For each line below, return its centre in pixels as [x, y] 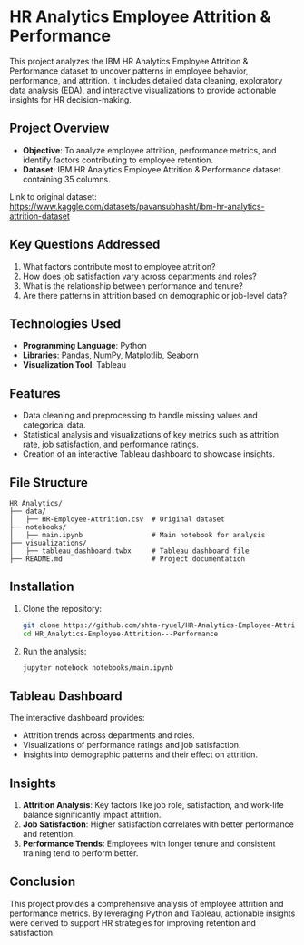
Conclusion [43, 882]
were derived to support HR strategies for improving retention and [132, 922]
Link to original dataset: [53, 196]
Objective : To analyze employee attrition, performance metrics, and [149, 150]
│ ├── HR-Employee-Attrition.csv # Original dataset [117, 519]
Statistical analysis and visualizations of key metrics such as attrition [151, 435]
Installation [42, 587]
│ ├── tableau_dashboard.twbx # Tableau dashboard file [129, 551]
